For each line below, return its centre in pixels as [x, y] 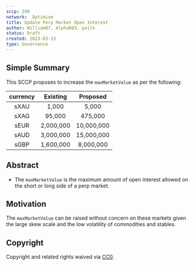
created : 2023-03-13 [31, 39]
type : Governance [27, 45]
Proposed [93, 96]
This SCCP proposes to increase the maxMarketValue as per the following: [94, 82]
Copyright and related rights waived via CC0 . [60, 257]
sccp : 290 [18, 11]
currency [22, 96]
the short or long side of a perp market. [62, 186]
